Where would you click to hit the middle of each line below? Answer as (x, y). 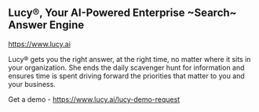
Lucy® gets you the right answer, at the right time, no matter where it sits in (129, 59)
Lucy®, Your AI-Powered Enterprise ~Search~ (122, 13)
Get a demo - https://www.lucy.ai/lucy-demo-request (94, 99)
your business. (32, 84)
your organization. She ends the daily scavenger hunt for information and (126, 67)
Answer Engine (46, 25)
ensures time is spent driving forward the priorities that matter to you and (126, 76)
